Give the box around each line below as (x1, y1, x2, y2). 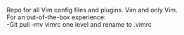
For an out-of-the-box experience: (6, 13, 106, 21)
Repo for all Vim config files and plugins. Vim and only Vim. (6, 6, 178, 14)
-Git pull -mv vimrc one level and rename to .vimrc (6, 21, 152, 28)
